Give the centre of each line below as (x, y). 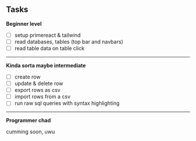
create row (27, 77)
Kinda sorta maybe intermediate (46, 66)
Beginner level (24, 23)
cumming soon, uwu (31, 132)
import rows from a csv (43, 97)
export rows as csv (37, 90)
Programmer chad (29, 121)
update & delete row (39, 84)
